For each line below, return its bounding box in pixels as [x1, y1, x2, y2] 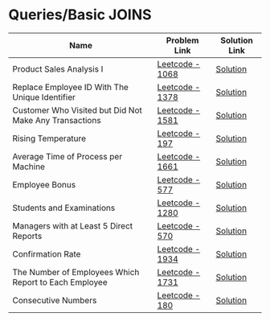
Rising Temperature [12, 133, 87, 144]
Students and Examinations [12, 202, 116, 213]
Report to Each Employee [12, 276, 108, 287]
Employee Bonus [12, 179, 76, 190]
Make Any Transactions [12, 114, 102, 126]
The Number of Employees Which [12, 266, 140, 278]
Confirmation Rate [12, 248, 81, 259]
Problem [166, 35, 199, 46]
